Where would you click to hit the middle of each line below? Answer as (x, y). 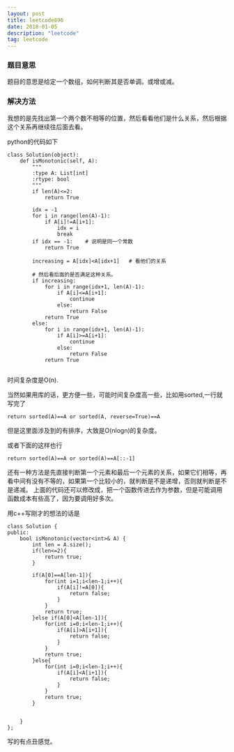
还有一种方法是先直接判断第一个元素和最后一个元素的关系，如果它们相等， (114, 472)
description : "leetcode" (43, 33)
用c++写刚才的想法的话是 (44, 513)
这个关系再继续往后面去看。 (47, 127)
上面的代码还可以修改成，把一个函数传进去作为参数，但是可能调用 (128, 489)
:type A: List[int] (61, 173)
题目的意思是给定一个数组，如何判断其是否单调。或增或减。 (93, 82)
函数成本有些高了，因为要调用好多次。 (62, 498)
